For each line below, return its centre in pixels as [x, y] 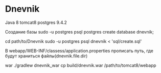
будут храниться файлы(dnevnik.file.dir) [46, 56]
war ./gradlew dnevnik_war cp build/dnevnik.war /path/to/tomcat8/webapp [81, 65]
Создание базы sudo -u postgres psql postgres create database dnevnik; [80, 32]
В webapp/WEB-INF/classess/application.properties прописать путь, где [79, 51]
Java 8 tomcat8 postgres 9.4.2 [36, 22]
